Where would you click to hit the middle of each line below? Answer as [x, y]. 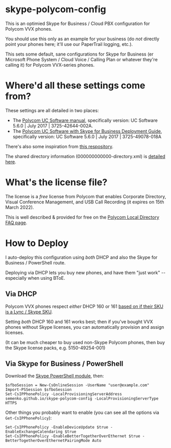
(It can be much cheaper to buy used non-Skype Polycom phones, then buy [85, 342]
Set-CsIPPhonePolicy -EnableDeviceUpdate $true [57, 427]
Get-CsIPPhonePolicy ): [29, 418]
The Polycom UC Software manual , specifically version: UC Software [85, 120]
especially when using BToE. [35, 278]
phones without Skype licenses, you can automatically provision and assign [85, 327]
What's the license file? [56, 182]
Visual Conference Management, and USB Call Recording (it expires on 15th [85, 202]
